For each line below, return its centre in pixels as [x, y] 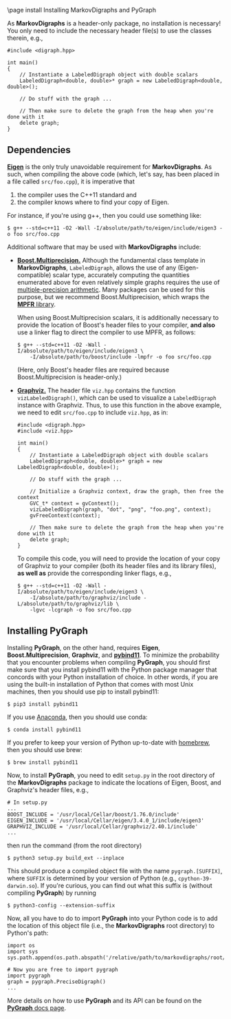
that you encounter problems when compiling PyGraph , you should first [109, 662]
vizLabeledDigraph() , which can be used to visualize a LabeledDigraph [117, 397]
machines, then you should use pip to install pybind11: [83, 692]
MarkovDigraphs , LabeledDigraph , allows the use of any [97, 268]
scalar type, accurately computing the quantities [121, 274]
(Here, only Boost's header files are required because [93, 370]
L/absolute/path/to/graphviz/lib [65, 604]
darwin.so [21, 886]
